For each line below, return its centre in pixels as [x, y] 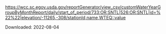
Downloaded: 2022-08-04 [32, 27]
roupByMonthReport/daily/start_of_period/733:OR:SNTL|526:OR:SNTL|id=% [83, 12]
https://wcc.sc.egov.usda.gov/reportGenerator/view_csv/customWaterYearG [83, 7]
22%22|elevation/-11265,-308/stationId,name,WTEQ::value [65, 17]
